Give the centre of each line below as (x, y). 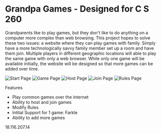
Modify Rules (25, 107)
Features (14, 87)
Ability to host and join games (42, 102)
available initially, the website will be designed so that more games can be (79, 64)
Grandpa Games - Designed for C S (77, 9)
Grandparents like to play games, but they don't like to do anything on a (77, 33)
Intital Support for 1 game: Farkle (45, 112)
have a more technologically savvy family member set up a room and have (80, 48)
